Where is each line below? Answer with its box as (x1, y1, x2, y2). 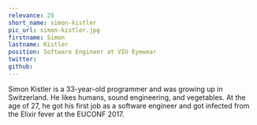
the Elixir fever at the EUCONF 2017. (8, 109, 125, 119)
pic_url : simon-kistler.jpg (8, 26, 101, 34)
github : (8, 63, 34, 71)
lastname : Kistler (8, 41, 69, 49)
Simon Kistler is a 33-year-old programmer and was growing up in (8, 84, 223, 94)
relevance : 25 (8, 11, 55, 20)
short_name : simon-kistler (8, 19, 97, 27)
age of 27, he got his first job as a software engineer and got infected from (8, 101, 250, 110)
